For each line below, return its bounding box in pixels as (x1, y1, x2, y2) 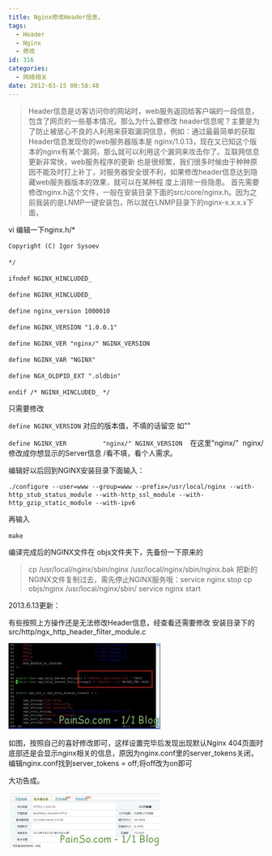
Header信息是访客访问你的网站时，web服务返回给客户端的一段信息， (28, 106, 259, 115)
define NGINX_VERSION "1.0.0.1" (8, 323, 117, 331)
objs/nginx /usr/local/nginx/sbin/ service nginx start (28, 583, 201, 593)
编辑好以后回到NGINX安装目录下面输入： (8, 465, 145, 475)
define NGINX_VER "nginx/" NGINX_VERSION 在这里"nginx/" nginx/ (8, 438, 264, 447)
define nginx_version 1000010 (8, 307, 111, 315)
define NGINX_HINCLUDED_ (8, 291, 92, 299)
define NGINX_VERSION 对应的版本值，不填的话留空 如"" (8, 421, 192, 430)
